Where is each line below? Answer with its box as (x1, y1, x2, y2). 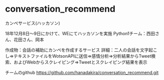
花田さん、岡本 (13, 37, 44, 42)
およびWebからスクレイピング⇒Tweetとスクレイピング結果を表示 (13, 59, 148, 65)
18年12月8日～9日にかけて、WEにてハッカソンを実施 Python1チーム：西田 (5, 30, 155, 36)
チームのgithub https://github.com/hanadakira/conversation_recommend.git (5, 69, 159, 75)
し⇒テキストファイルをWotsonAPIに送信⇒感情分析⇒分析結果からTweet (5, 53, 152, 59)
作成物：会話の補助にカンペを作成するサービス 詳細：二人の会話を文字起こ (5, 47, 158, 53)
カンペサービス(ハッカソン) (5, 20, 61, 26)
